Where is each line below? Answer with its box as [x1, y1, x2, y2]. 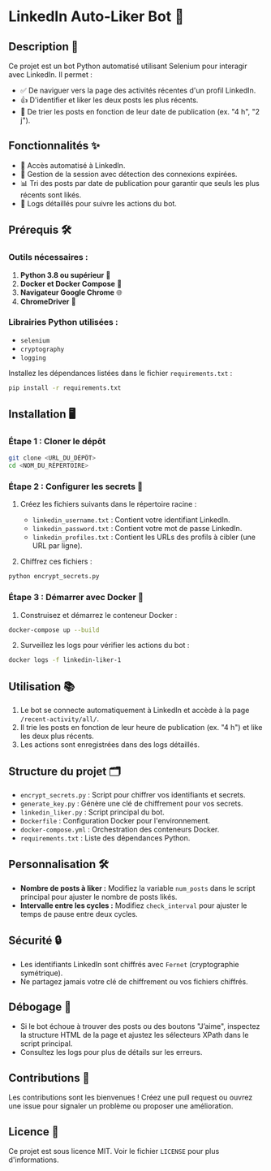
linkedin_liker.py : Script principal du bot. [19, 807, 165, 817]
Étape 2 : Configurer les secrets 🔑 [8, 481, 144, 492]
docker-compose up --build [8, 625, 100, 634]
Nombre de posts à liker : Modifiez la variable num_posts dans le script [19, 883, 256, 892]
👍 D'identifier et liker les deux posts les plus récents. [19, 95, 199, 105]
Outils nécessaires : [8, 252, 88, 263]
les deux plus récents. [19, 731, 95, 741]
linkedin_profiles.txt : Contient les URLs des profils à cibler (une [32, 532, 256, 542]
